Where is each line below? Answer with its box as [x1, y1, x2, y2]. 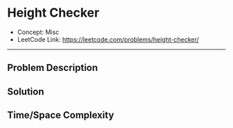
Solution [7, 86, 44, 97]
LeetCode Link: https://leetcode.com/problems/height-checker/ [17, 35, 199, 43]
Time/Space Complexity [7, 109, 114, 121]
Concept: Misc [17, 28, 60, 36]
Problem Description [7, 62, 98, 74]
